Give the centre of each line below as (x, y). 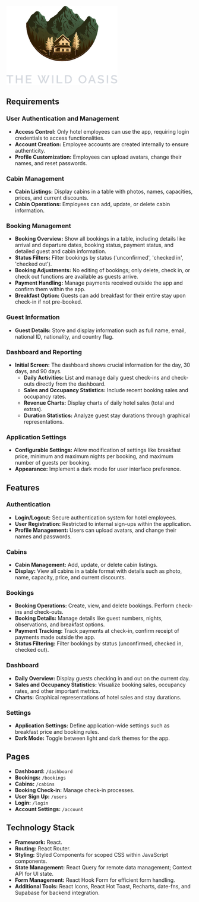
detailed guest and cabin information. (61, 251)
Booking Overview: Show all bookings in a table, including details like (100, 239)
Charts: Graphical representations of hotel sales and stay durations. (98, 697)
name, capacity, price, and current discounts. (70, 578)
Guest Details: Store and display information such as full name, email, (100, 330)
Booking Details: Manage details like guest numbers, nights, (89, 619)
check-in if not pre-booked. (48, 302)
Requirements (33, 102)
